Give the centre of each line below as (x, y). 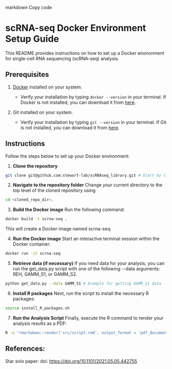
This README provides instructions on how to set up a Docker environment (85, 53)
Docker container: (32, 244)
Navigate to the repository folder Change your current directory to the (88, 185)
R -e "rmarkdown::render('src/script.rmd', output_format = (71, 333)
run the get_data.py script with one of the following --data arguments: (86, 269)
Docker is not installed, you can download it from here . (78, 102)
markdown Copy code (29, 7)
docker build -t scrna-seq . (36, 219)
